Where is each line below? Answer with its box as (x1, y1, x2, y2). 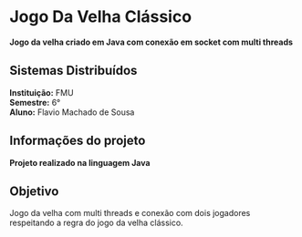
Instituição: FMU (9, 87, 75, 98)
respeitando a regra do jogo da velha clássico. (9, 217, 184, 229)
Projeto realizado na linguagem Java (9, 157, 151, 168)
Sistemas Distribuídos (9, 63, 138, 78)
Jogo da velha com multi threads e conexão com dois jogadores (9, 208, 251, 219)
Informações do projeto (9, 133, 146, 149)
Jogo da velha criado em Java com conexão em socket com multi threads (9, 36, 294, 47)
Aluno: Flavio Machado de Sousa (9, 107, 135, 118)
